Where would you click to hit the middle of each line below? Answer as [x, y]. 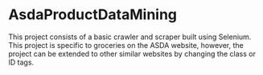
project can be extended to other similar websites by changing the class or [132, 53]
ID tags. [21, 62]
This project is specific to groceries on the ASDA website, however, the [126, 45]
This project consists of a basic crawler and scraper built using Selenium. [130, 37]
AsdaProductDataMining [93, 15]
